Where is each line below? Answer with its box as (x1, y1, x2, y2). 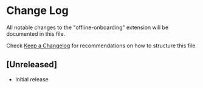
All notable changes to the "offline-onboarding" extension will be (6, 24, 169, 31)
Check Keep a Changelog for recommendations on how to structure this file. (6, 42, 198, 49)
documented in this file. (6, 30, 66, 37)
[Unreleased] (6, 59, 58, 70)
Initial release (15, 75, 49, 83)
